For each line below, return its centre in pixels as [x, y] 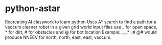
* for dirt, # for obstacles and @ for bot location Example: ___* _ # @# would [81, 32]
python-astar [33, 8]
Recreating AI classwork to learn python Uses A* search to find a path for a [81, 22]
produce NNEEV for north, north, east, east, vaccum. [58, 37]
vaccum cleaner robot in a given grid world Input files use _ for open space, [81, 27]
